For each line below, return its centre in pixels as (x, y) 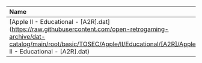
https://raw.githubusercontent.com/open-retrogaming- (90, 29)
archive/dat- (27, 37)
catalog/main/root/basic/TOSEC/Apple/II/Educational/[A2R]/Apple (103, 44)
